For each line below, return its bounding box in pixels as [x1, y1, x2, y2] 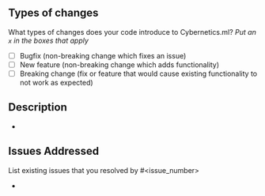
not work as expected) [19, 78, 93, 87]
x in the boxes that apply [8, 36, 89, 45]
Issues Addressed [8, 145, 100, 158]
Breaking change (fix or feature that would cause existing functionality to [19, 69, 258, 78]
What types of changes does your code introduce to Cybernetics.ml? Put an [8, 27, 257, 36]
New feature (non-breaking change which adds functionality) [19, 59, 220, 70]
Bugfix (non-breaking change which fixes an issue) [19, 51, 187, 60]
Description [8, 100, 67, 114]
